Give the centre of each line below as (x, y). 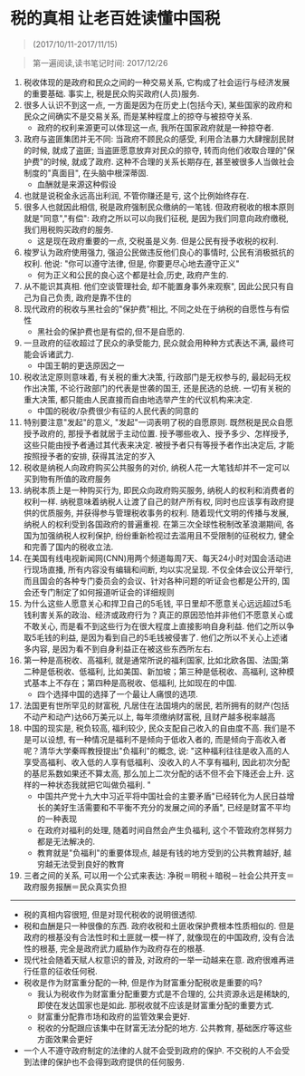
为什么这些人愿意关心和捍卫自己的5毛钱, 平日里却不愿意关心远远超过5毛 (157, 603)
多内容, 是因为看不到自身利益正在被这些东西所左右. (118, 648)
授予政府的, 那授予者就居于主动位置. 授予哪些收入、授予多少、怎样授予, (156, 433)
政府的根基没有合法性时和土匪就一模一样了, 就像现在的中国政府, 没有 (151, 937)
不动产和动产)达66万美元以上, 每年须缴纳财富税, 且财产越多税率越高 (149, 716)
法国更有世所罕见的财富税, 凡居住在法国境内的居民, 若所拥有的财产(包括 (156, 705)
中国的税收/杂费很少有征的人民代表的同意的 (118, 411)
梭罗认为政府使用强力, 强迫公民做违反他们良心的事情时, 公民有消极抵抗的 (159, 252)
